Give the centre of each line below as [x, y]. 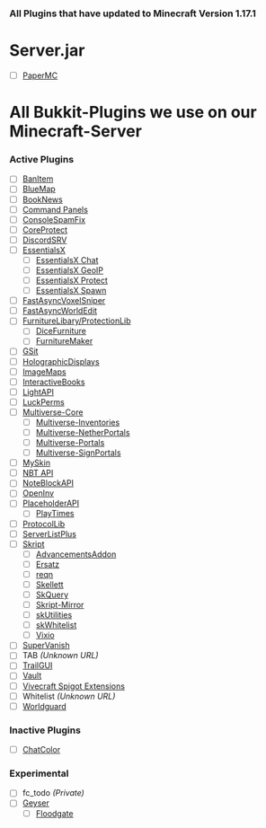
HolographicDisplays [61, 361]
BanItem [38, 179]
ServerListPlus [49, 533]
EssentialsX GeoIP [70, 270]
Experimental [39, 773]
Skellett [50, 584]
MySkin [36, 463]
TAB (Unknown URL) [60, 656]
